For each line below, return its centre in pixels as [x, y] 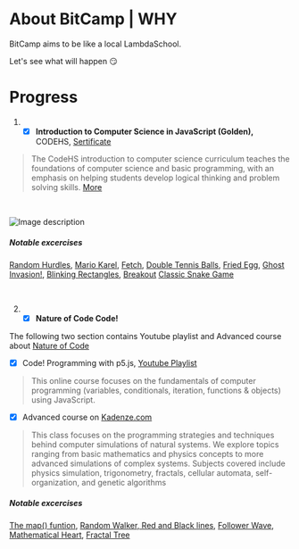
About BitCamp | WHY [93, 19]
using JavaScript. [63, 400]
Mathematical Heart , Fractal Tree [70, 535]
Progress [44, 97]
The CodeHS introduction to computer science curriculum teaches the [160, 158]
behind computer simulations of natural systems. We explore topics [155, 445]
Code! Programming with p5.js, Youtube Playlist [110, 362]
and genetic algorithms [124, 483]
